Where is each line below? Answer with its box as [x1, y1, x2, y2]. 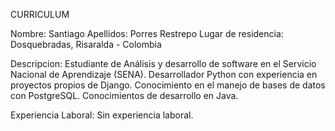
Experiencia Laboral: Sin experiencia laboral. [10, 109, 194, 121]
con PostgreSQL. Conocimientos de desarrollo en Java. [10, 90, 239, 101]
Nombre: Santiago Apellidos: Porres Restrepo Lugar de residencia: [10, 28, 284, 39]
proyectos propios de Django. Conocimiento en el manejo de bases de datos [10, 79, 326, 91]
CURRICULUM [10, 9, 70, 20]
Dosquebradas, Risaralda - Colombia [10, 39, 162, 50]
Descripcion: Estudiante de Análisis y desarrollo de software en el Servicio [10, 58, 317, 69]
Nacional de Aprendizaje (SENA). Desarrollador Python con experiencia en [10, 69, 318, 80]
